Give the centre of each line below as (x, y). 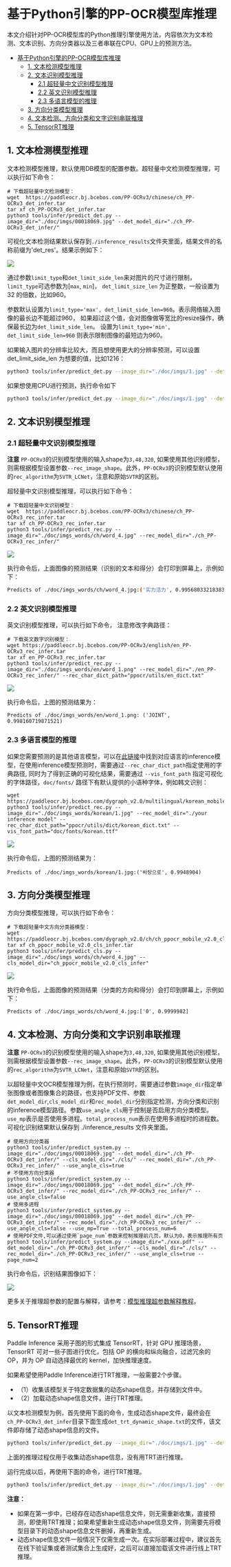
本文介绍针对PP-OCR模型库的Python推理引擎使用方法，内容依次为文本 (107, 34)
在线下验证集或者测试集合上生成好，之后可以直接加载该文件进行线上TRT (119, 1548)
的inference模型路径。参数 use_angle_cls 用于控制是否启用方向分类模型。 (110, 1110)
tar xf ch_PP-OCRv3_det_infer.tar (57, 209)
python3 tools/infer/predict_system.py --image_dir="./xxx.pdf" (101, 1242)
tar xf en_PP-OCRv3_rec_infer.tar (57, 658)
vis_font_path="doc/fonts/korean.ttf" (63, 831)
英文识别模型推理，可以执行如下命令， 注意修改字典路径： (89, 625)
